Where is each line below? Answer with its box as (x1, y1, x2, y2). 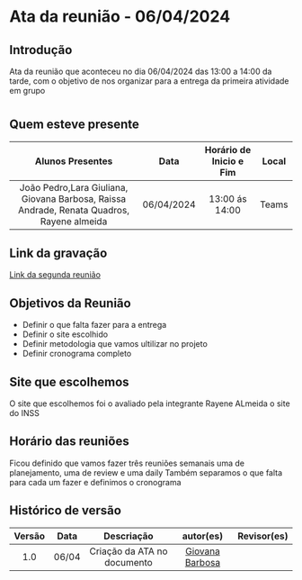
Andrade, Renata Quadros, (17, 204, 130, 216)
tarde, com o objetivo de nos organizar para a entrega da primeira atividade (9, 76, 289, 86)
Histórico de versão (9, 503, 121, 519)
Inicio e (211, 155, 244, 168)
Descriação (102, 530, 155, 542)
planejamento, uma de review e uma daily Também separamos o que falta (9, 467, 283, 478)
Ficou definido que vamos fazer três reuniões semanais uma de (9, 458, 245, 468)
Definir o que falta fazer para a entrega (22, 320, 167, 331)
